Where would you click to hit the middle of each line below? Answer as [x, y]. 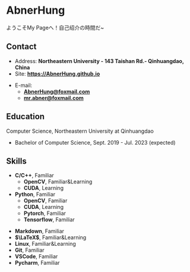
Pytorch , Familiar [45, 213]
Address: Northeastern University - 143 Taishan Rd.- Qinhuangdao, [99, 61]
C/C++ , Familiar [34, 176]
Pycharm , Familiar [37, 263]
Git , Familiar [29, 250]
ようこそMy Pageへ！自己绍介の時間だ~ [55, 27]
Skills [16, 161]
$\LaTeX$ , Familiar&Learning [50, 237]
